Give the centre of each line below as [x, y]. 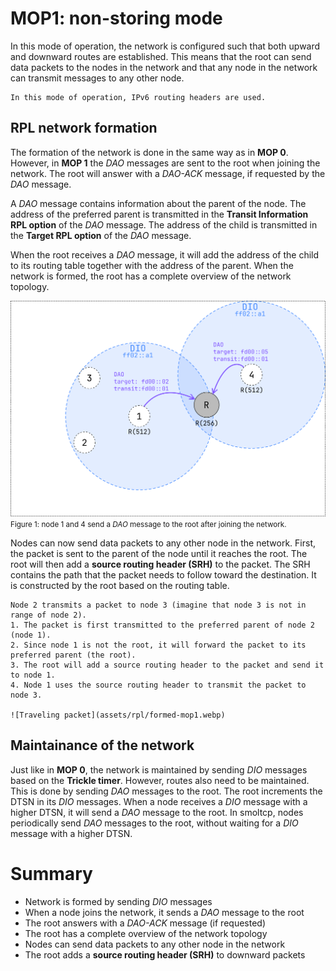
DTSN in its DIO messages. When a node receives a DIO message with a [159, 801]
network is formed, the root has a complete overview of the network [151, 276]
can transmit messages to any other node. [97, 78]
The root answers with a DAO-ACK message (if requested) [145, 923]
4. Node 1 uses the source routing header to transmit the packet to [158, 685]
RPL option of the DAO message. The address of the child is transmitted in [164, 224]
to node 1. [33, 675]
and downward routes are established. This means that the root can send [161, 56]
